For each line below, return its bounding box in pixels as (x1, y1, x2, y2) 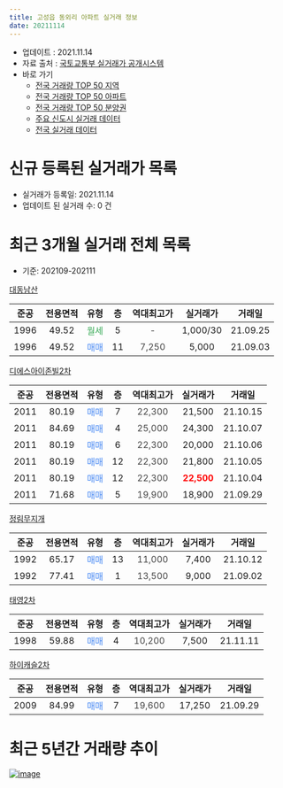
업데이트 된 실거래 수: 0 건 (21, 200, 112, 211)
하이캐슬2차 (9, 660, 50, 670)
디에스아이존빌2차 (9, 366, 72, 376)
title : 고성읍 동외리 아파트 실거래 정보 (9, 12, 138, 22)
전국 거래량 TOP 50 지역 (34, 80, 119, 90)
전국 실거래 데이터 (34, 124, 97, 135)
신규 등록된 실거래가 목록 (9, 158, 178, 178)
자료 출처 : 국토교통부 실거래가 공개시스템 (21, 58, 164, 68)
